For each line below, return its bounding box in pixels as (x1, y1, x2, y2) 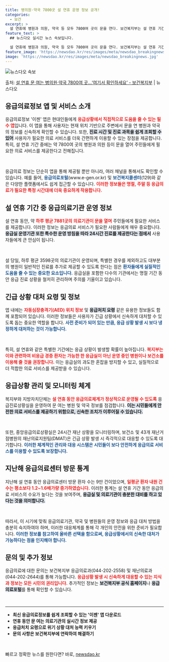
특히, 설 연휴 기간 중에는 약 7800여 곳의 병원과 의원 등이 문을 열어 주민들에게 (5, 141, 155, 148)
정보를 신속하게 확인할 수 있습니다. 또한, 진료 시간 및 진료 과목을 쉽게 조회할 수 (10, 129, 162, 135)
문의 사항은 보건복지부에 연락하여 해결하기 (12, 631, 94, 637)
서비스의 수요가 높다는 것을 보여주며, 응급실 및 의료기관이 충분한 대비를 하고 (10, 491, 157, 497)
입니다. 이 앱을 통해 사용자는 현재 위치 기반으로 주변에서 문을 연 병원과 (14, 122, 151, 129)
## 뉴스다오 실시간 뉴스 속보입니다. (10, 36, 74, 41)
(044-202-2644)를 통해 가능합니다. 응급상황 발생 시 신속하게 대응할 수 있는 (5, 574, 153, 580)
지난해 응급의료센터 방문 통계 (5, 464, 90, 473)
